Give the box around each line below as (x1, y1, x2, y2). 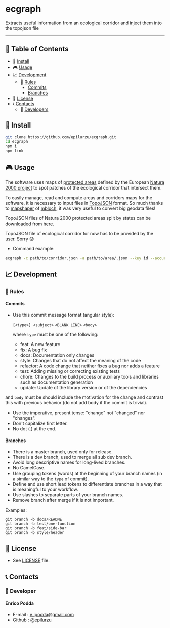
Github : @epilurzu (12, 617, 52, 623)
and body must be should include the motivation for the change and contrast (5, 394, 163, 400)
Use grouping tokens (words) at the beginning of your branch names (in (12, 470, 163, 477)
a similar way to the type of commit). (12, 476, 89, 482)
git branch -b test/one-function (5, 521, 76, 526)
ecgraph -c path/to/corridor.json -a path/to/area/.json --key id (5, 255, 148, 261)
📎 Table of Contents (5, 45, 69, 53)
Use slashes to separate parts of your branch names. (12, 492, 124, 498)
